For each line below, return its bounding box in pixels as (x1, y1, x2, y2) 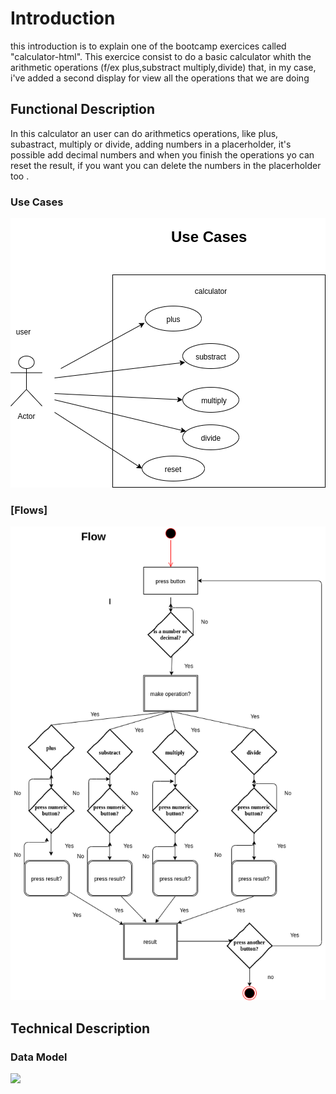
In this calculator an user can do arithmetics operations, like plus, (10, 127, 279, 139)
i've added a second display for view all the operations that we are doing (10, 72, 310, 84)
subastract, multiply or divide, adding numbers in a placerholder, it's (10, 138, 292, 150)
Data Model (10, 1050, 68, 1064)
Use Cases (10, 195, 64, 209)
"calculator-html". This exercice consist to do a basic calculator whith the (10, 50, 312, 62)
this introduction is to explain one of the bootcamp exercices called (10, 40, 287, 52)
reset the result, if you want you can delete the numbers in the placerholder (10, 159, 322, 171)
